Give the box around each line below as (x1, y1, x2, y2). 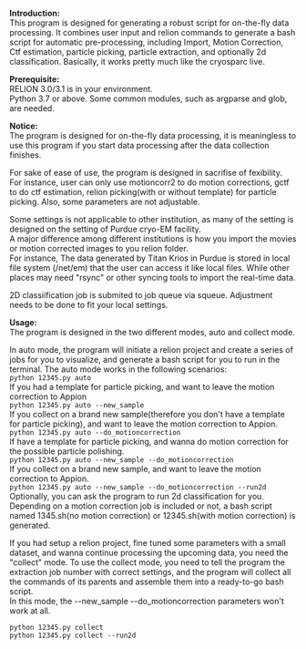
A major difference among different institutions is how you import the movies (9, 233, 298, 244)
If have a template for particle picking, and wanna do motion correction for (9, 437, 289, 447)
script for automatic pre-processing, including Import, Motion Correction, (9, 36, 284, 47)
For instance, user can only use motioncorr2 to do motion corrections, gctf (9, 177, 290, 188)
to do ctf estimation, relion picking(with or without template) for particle (9, 187, 278, 197)
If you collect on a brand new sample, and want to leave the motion (9, 464, 261, 474)
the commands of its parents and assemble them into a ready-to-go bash (9, 576, 284, 587)
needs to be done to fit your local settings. (9, 300, 168, 310)
